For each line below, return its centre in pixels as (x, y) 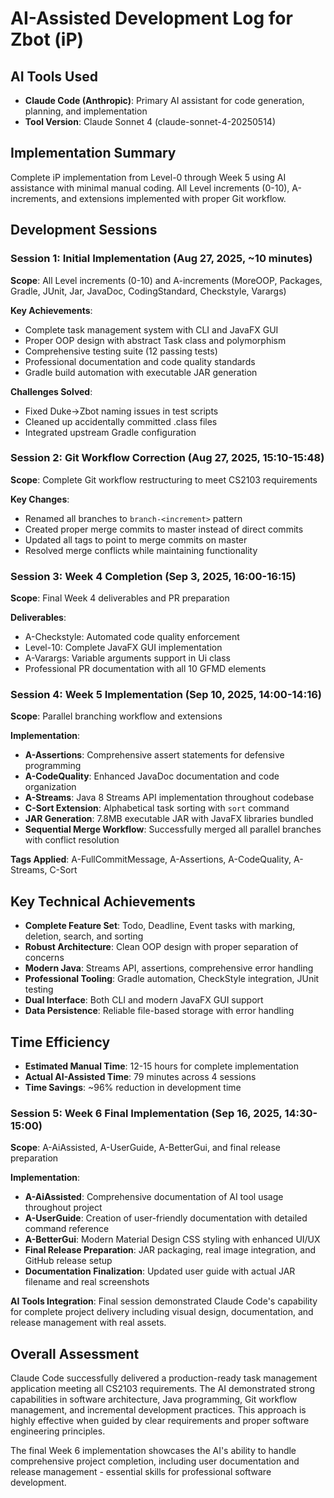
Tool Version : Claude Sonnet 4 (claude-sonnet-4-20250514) (150, 121)
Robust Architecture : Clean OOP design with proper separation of (161, 947)
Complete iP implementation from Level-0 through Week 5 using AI (148, 177)
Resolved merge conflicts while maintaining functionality (141, 550)
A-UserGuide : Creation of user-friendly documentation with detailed (166, 1218)
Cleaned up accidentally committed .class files (121, 421)
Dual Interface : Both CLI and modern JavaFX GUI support (144, 1000)
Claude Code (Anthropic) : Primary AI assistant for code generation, (164, 100)
